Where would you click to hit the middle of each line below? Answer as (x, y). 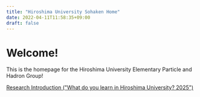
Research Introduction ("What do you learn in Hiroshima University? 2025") (100, 87)
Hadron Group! (25, 76)
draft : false (23, 23)
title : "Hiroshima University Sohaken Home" (63, 12)
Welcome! (32, 53)
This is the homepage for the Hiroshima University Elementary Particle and (99, 69)
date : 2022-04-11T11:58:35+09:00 (48, 17)
